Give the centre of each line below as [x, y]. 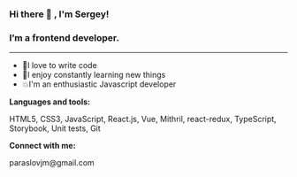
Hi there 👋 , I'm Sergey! [59, 14]
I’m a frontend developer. [64, 37]
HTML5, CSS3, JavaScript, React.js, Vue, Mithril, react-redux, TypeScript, [143, 119]
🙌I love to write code [59, 65]
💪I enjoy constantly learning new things [94, 75]
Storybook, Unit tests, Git [55, 128]
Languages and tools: [50, 102]
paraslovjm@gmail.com [52, 163]
